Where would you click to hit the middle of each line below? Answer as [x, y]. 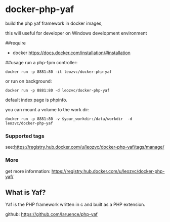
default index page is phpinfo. [36, 100]
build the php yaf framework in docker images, [54, 23]
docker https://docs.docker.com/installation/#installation [71, 53]
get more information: [28, 171]
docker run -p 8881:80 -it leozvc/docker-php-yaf [59, 72]
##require [16, 43]
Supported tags [25, 136]
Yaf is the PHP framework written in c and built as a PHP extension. [75, 205]
